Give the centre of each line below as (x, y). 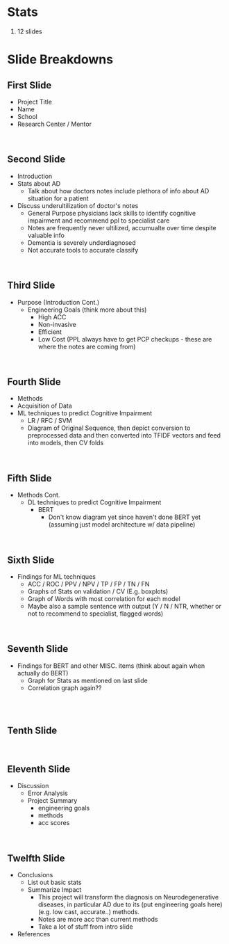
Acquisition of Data (45, 406)
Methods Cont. (39, 495)
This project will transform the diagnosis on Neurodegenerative (128, 897)
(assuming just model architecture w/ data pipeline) (122, 525)
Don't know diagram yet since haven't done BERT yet (125, 517)
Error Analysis (48, 793)
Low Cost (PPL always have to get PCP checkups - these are (125, 339)
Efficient (50, 332)
